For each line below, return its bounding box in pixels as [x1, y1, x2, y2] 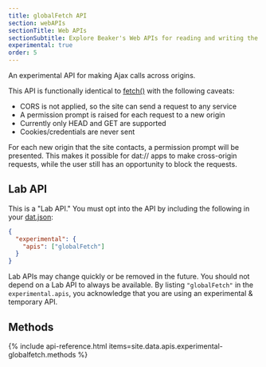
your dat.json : [8, 212, 54, 222]
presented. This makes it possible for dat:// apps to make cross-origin [8, 151, 237, 160]
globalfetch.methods [8, 350, 76, 359]
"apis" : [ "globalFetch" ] [22, 243, 105, 251]
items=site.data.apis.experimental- [108, 341, 223, 351]
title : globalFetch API [8, 11, 88, 20]
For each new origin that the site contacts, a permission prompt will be [8, 143, 240, 152]
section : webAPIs [8, 19, 66, 27]
